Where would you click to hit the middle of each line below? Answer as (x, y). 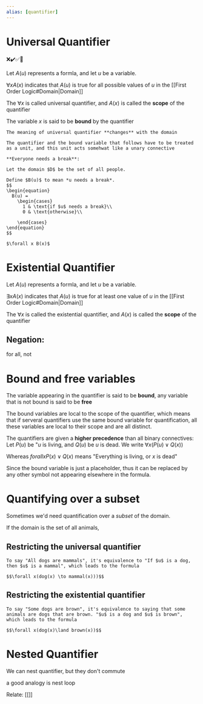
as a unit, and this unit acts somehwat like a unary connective (90, 148)
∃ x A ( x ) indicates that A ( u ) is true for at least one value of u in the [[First (95, 296)
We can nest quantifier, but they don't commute (66, 671)
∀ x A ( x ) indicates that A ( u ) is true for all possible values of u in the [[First (96, 85)
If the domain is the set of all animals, (53, 528)
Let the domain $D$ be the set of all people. (66, 169)
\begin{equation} (28, 191)
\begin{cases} (35, 201)
